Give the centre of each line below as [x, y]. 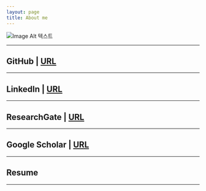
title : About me [27, 18]
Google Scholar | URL [48, 145]
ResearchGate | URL [45, 117]
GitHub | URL [31, 61]
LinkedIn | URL [34, 89]
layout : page [23, 12]
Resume [22, 173]
